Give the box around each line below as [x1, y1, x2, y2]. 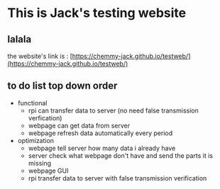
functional [17, 98, 48, 107]
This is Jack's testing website [7, 5, 187, 21]
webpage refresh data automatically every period [28, 129, 173, 137]
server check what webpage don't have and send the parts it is [28, 151, 213, 160]
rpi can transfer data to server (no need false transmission [28, 106, 199, 115]
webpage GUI [28, 166, 69, 175]
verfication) [28, 113, 62, 122]
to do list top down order [7, 80, 118, 92]
